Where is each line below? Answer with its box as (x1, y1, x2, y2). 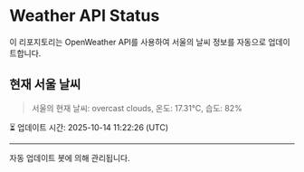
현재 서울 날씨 (9, 77, 81, 92)
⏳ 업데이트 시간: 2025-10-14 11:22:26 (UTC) (9, 121, 169, 132)
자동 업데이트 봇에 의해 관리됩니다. (9, 152, 130, 163)
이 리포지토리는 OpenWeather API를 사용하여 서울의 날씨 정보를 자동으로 (9, 36, 267, 47)
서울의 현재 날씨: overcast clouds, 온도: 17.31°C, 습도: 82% (31, 102, 242, 113)
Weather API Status (9, 5, 160, 26)
